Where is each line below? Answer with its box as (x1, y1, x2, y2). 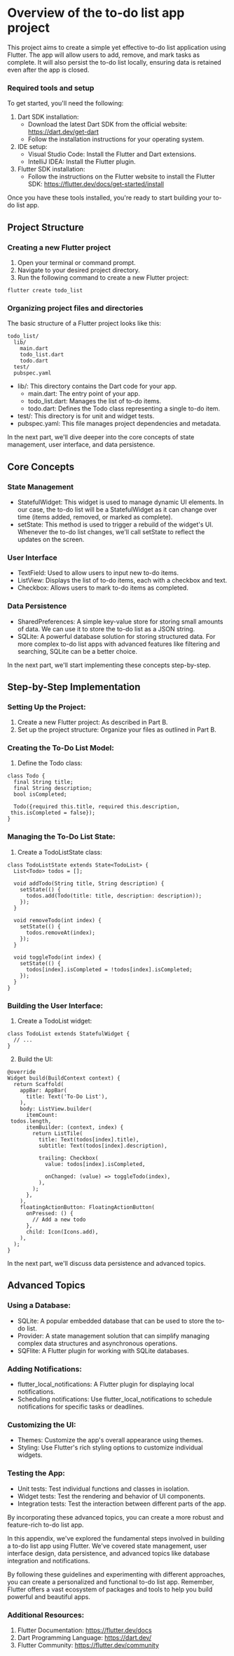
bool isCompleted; (13, 791, 68, 798)
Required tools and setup (7, 83, 95, 93)
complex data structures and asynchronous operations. (17, 1339, 177, 1347)
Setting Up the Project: (7, 701, 86, 711)
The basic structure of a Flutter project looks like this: (7, 319, 162, 328)
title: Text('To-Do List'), (25, 1093, 109, 1101)
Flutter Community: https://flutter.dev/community (17, 1641, 160, 1649)
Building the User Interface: (7, 1000, 104, 1010)
